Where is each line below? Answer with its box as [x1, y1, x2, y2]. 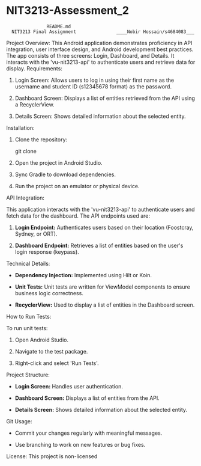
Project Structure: [6, 371, 50, 378]
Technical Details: [6, 260, 50, 267]
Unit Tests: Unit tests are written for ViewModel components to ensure [14, 283, 190, 290]
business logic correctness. [14, 289, 84, 296]
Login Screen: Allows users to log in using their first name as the [14, 76, 175, 84]
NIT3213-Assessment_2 [6, 4, 129, 17]
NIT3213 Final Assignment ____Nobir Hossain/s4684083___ [11, 28, 195, 35]
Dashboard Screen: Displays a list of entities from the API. [14, 394, 160, 402]
